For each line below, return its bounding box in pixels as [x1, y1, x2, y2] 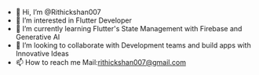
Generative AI [15, 32, 60, 41]
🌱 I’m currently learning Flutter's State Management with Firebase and [15, 24, 243, 33]
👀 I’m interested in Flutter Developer [15, 16, 132, 25]
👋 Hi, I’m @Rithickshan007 [15, 8, 101, 16]
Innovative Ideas [15, 49, 69, 58]
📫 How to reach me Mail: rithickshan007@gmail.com [15, 58, 187, 66]
